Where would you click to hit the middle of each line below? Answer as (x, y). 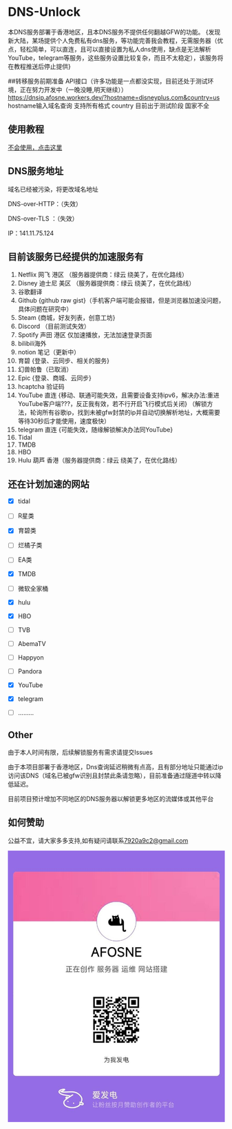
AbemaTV (32, 643)
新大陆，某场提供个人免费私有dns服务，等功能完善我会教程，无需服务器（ (113, 40)
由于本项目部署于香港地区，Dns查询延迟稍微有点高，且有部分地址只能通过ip (115, 767)
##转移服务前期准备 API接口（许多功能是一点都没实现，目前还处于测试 (108, 81)
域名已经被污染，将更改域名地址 (53, 189)
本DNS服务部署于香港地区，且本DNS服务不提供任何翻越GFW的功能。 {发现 (114, 32)
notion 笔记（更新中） (49, 352)
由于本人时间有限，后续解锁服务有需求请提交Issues (81, 752)
